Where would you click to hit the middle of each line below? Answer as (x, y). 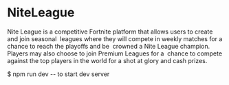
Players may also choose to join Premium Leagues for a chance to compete (115, 53)
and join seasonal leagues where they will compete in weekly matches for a (115, 38)
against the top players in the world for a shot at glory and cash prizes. (107, 60)
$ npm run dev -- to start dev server (58, 74)
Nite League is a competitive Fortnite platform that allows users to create (110, 32)
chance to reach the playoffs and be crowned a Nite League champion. (109, 46)
